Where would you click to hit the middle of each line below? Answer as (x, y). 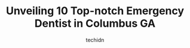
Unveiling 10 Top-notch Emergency (95, 11)
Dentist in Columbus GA (95, 23)
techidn (95, 40)
